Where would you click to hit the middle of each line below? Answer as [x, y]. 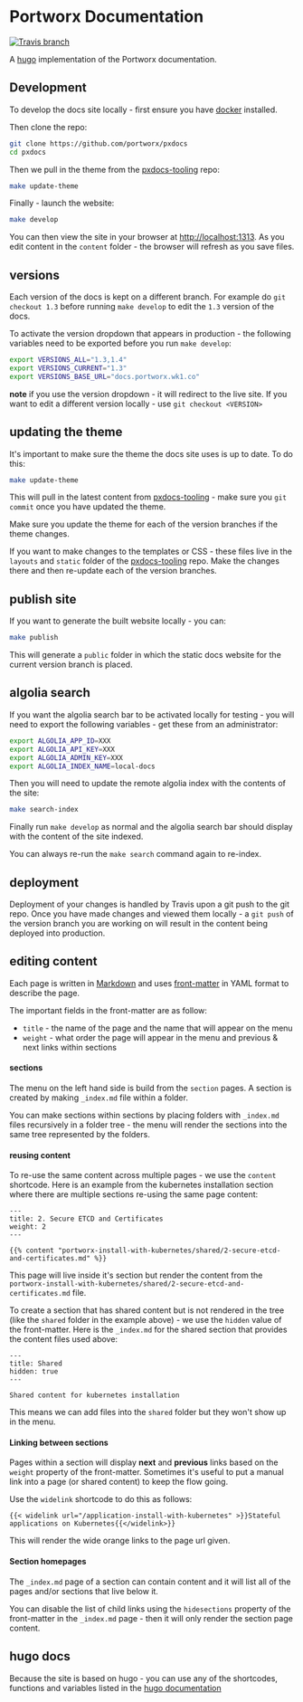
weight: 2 [28, 1227]
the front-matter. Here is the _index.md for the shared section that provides [148, 1330]
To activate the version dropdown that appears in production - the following [150, 334]
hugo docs [40, 1656]
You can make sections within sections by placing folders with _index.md [145, 1116]
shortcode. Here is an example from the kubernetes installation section [142, 1185]
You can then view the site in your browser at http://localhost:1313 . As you [147, 237]
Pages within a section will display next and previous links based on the [144, 1462]
